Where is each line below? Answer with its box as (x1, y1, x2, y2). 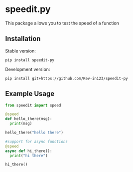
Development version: (5, 66, 50, 72)
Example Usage (5, 89, 55, 98)
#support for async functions (5, 139, 68, 144)
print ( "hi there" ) (9, 153, 48, 158)
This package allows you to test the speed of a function (5, 20, 120, 26)
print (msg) (9, 121, 32, 126)
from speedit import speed (5, 102, 61, 108)
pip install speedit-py (5, 57, 55, 62)
